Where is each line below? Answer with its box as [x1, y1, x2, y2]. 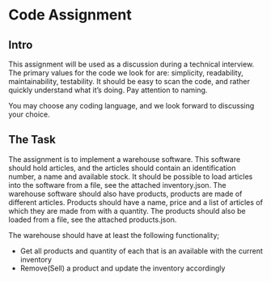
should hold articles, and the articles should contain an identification [8, 163, 236, 172]
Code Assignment [8, 6, 132, 24]
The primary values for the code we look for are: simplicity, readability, [8, 68, 244, 78]
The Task [8, 133, 57, 147]
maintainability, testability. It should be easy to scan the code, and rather [8, 77, 251, 86]
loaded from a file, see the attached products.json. [8, 215, 177, 224]
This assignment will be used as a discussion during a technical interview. [8, 59, 255, 69]
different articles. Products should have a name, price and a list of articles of [8, 197, 263, 207]
